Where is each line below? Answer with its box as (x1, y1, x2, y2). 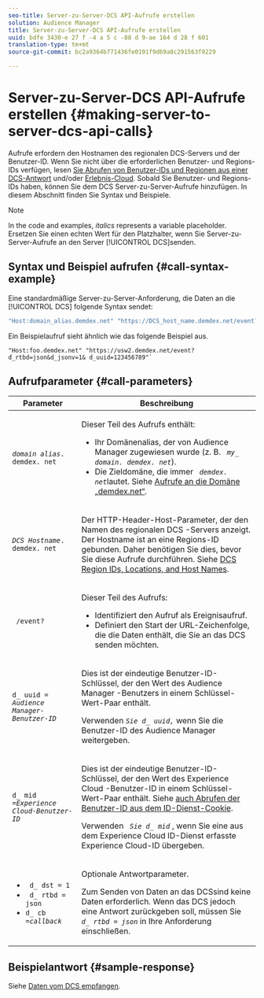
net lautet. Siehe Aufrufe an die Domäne (94, 476, 240, 487)
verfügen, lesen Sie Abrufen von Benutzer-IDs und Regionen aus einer (20, 164, 249, 174)
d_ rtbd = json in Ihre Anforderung (81, 916, 212, 927)
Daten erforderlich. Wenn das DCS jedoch (81, 896, 236, 907)
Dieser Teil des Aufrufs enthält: (81, 419, 196, 430)
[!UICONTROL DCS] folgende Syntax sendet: (8, 301, 153, 311)
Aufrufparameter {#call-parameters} (8, 375, 193, 388)
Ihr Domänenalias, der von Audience (94, 437, 229, 448)
